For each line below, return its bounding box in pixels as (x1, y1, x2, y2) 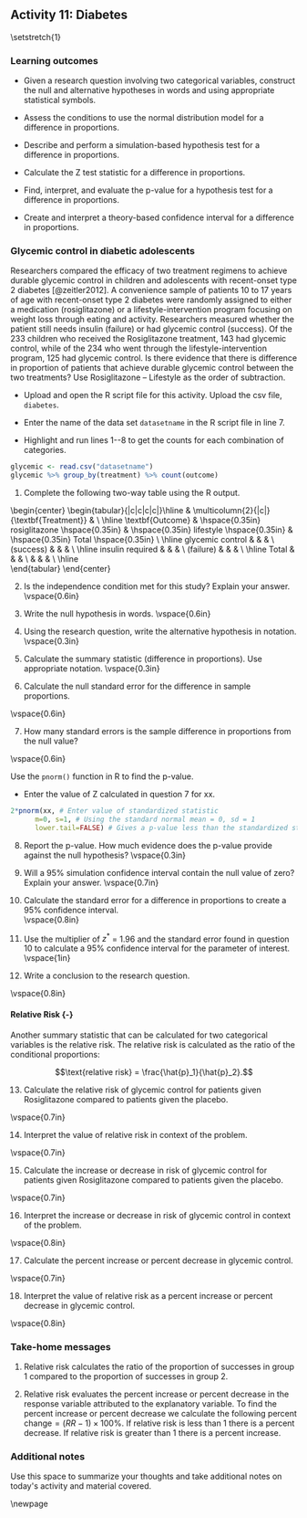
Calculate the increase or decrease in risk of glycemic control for (23, 1165, 268, 1175)
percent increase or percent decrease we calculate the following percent (23, 1407, 297, 1418)
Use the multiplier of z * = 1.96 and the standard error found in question (23, 932, 290, 944)
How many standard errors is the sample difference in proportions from (23, 726, 292, 737)
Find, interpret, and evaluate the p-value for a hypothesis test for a (23, 184, 273, 195)
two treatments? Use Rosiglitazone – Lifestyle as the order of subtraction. (10, 372, 286, 383)
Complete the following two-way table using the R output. (23, 488, 240, 499)
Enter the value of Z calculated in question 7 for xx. (23, 789, 216, 800)
